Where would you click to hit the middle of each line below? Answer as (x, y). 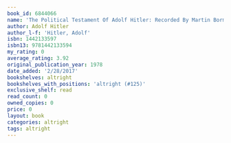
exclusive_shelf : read (40, 90)
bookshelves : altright (40, 77)
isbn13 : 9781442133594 (40, 45)
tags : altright (29, 129)
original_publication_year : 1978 (55, 65)
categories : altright (38, 122)
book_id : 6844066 (32, 13)
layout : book (26, 115)
